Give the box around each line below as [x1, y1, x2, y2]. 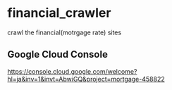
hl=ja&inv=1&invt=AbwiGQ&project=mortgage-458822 [7, 75, 165, 83]
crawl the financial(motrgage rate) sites [7, 28, 122, 37]
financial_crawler [7, 5, 111, 21]
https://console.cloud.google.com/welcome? [7, 67, 137, 75]
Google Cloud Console [7, 49, 108, 60]
